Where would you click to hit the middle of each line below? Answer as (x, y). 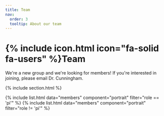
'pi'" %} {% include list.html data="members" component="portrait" (75, 103)
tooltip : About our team (36, 24)
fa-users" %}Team (45, 59)
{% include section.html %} (34, 88)
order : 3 (19, 19)
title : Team (18, 10)
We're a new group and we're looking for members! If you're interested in (81, 73)
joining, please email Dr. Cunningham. (44, 78)
